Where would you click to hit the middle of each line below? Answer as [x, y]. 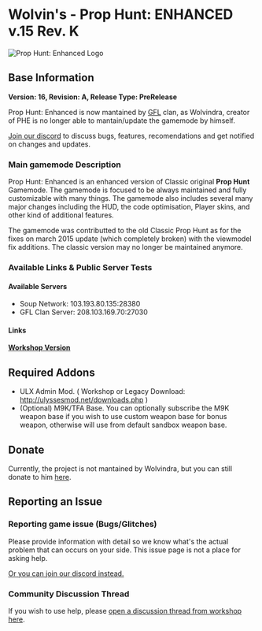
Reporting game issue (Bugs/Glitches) [83, 524]
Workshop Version [39, 347]
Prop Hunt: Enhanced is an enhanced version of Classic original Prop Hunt [129, 182]
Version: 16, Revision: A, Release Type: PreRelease [93, 97]
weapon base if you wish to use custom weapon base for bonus [123, 417]
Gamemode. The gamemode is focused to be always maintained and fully [127, 190]
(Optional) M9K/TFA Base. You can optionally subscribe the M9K [124, 408]
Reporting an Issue [55, 502]
